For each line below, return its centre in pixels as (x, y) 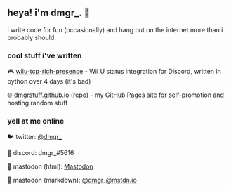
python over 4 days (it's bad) (49, 81)
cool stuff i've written (45, 55)
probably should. (32, 37)
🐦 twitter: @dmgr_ (34, 137)
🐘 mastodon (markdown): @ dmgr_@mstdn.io (72, 180)
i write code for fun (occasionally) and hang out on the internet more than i (115, 29)
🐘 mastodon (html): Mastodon (50, 166)
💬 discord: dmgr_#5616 (41, 153)
